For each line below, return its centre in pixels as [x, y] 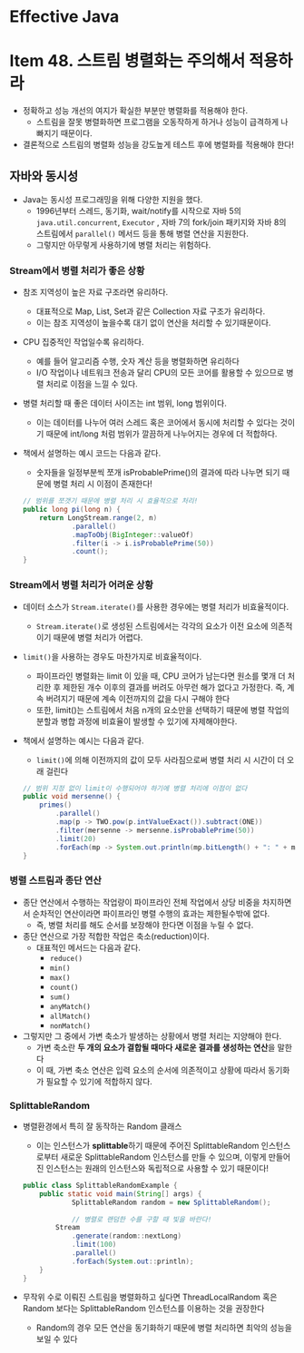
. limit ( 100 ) [94, 1245]
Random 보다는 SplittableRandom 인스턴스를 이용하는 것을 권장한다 [143, 1308]
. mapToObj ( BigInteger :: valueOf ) [132, 534]
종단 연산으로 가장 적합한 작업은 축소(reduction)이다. [116, 936]
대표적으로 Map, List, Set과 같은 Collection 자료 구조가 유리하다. [151, 311]
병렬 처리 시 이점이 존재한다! [103, 484]
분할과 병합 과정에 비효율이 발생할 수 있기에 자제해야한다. [137, 721]
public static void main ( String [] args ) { [121, 1194]
